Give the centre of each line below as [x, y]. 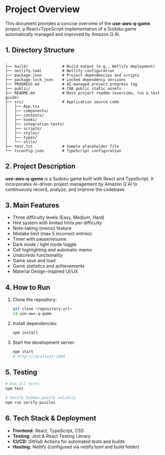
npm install [25, 333]
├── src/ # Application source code [62, 102]
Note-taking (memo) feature [42, 228]
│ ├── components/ [27, 111]
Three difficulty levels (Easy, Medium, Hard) [59, 217]
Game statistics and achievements [48, 266]
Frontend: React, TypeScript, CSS [48, 431]
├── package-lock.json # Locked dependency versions [65, 80]
